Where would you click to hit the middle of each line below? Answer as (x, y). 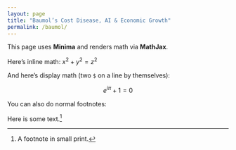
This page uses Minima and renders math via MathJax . (88, 47)
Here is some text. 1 (35, 118)
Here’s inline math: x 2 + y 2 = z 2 (52, 61)
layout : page (26, 14)
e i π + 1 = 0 (118, 90)
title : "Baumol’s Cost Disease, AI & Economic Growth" (89, 20)
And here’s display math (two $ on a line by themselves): (89, 75)
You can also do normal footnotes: (57, 104)
